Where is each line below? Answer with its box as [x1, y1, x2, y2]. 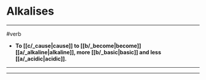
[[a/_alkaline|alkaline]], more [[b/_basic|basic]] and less [15, 48, 161, 56]
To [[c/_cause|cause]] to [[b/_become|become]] [15, 42, 142, 49]
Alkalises [6, 4, 55, 18]
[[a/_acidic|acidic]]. [15, 55, 67, 62]
